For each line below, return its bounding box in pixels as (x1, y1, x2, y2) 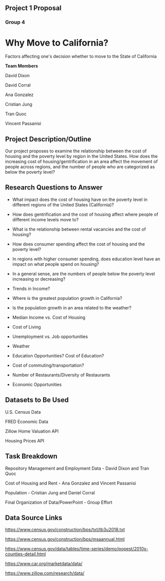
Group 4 (5, 19, 26, 26)
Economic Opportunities (12, 381, 62, 387)
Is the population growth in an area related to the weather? (12, 304, 132, 311)
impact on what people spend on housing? (12, 261, 99, 267)
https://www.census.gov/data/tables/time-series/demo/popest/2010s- (5, 546, 148, 552)
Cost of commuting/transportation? (12, 362, 84, 368)
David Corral (5, 82, 31, 88)
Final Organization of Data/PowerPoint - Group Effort (5, 499, 113, 505)
